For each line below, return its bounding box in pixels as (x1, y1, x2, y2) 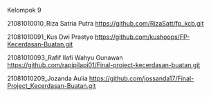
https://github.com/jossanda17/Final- (89, 74, 194, 82)
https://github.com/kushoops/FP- (94, 33, 190, 41)
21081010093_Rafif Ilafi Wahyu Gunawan (7, 53, 123, 62)
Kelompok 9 (7, 6, 42, 14)
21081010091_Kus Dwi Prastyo (7, 33, 93, 41)
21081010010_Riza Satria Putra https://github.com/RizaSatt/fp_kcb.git (7, 19, 204, 27)
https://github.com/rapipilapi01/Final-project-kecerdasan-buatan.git (7, 61, 201, 69)
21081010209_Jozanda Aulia (7, 74, 88, 82)
